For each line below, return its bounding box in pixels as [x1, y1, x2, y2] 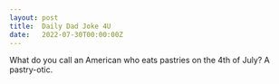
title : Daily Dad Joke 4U [9, 22, 111, 31]
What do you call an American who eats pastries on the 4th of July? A [9, 55, 270, 66]
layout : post [9, 13, 59, 23]
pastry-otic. [9, 64, 53, 75]
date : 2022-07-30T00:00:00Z [9, 30, 124, 39]
